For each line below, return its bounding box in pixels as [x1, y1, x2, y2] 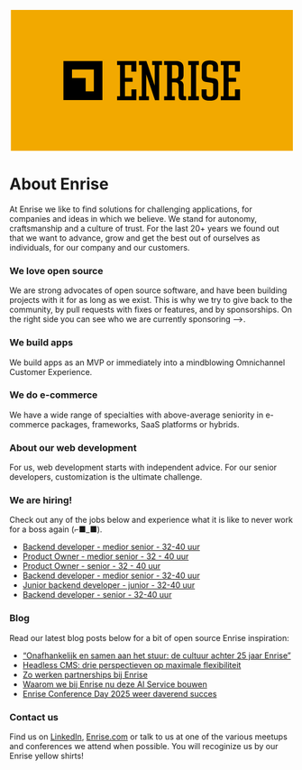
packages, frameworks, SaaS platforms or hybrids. [50, 418, 240, 429]
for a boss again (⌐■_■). [9, 524, 103, 535]
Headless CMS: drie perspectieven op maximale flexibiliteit [22, 659, 242, 670]
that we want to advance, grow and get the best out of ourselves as [9, 232, 261, 243]
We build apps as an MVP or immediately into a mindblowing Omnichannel [9, 357, 286, 368]
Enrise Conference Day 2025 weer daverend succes [22, 688, 217, 699]
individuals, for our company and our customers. [9, 242, 190, 252]
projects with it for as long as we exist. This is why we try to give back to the [9, 295, 293, 306]
